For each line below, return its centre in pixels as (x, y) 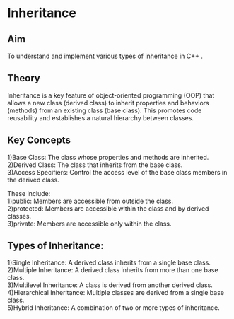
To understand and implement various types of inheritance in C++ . (105, 56)
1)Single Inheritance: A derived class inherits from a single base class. (109, 262)
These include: (29, 193)
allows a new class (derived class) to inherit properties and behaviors (109, 103)
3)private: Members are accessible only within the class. (89, 224)
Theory (24, 78)
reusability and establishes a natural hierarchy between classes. (101, 117)
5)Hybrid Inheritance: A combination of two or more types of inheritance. (114, 308)
